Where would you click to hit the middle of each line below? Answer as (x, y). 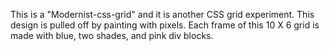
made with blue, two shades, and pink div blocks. (112, 35)
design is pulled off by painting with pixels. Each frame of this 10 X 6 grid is (165, 25)
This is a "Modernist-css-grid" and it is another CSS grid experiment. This (162, 14)
